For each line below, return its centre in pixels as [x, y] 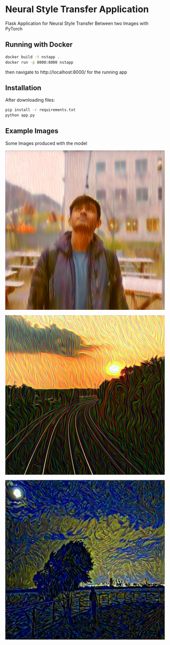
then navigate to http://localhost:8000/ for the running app [66, 72]
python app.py [20, 115]
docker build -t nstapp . [32, 57]
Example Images [32, 131]
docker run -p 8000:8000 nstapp [39, 62]
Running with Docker [39, 45]
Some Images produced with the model [46, 143]
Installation [23, 88]
